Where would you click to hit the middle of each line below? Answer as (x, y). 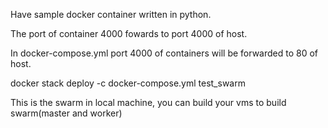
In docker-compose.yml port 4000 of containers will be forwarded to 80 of (164, 53)
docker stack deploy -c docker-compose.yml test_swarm (128, 83)
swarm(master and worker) (66, 113)
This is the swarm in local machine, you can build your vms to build (148, 102)
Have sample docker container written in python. (111, 14)
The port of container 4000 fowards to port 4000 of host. (129, 33)
